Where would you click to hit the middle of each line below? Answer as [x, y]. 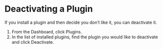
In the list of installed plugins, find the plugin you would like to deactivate [85, 37]
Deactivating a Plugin [49, 9]
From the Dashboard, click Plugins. [47, 32]
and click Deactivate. [33, 42]
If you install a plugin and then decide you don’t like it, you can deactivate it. [81, 22]
